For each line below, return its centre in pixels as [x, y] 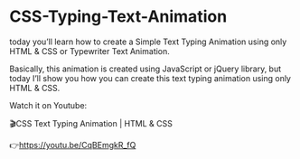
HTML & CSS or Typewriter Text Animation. [89, 51]
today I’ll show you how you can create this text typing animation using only [150, 78]
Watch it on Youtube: [48, 105]
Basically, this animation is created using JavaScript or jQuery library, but [145, 69]
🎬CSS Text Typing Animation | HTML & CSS [91, 123]
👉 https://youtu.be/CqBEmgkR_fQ [73, 145]
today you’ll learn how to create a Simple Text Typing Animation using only [148, 42]
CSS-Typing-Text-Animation [118, 17]
